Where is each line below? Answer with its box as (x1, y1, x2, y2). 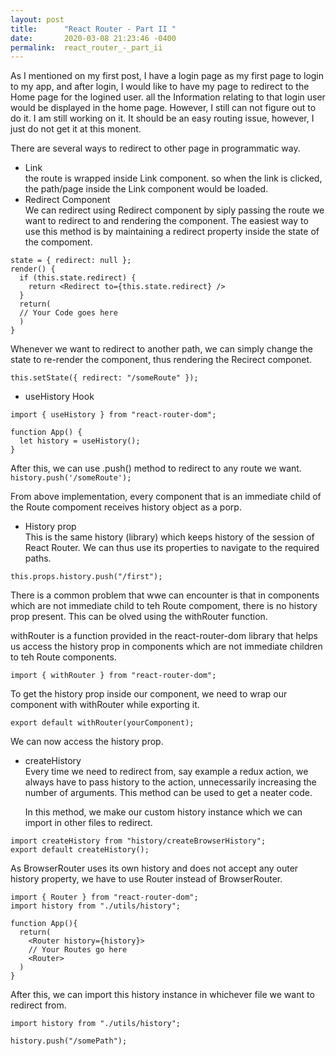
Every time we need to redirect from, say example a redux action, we (24, 766, 309, 778)
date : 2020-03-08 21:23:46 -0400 (10, 33, 177, 43)
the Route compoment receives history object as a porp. (10, 501, 242, 513)
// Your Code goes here (19, 308, 118, 318)
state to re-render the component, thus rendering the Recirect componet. (10, 354, 313, 366)
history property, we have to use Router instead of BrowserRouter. (10, 873, 283, 885)
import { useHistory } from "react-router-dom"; (10, 410, 217, 420)
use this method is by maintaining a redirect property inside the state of (24, 226, 320, 238)
